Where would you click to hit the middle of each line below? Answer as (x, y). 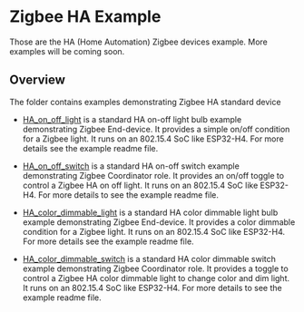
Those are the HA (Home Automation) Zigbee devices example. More (138, 42)
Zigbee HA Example (85, 17)
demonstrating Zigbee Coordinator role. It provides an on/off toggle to (153, 175)
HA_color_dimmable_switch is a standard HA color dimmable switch (149, 258)
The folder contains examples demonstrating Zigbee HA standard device (145, 102)
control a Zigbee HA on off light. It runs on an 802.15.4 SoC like (140, 185)
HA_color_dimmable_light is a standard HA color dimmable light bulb (150, 212)
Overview (38, 80)
